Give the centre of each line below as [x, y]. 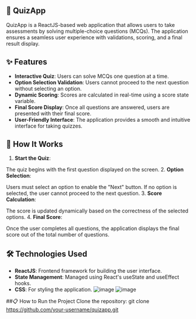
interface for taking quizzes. [49, 126]
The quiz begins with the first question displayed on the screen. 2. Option [95, 170]
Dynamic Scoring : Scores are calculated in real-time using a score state [102, 95]
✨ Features [27, 62]
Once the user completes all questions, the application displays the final [93, 228]
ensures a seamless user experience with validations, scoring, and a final [94, 37]
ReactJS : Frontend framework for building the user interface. [88, 271]
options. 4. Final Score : [34, 217]
